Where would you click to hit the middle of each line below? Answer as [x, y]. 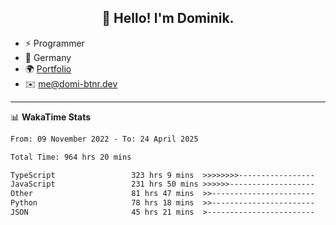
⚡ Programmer [54, 43]
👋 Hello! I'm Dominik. [168, 18]
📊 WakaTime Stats [51, 117]
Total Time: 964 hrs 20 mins [71, 157]
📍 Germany [48, 57]
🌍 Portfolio [48, 68]
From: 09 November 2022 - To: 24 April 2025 [104, 139]
